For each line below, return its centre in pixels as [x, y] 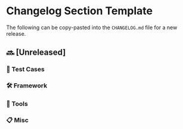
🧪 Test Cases [25, 70]
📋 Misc [17, 120]
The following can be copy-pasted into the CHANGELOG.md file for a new [92, 27]
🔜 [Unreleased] [36, 53]
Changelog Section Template [80, 11]
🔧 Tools [17, 104]
